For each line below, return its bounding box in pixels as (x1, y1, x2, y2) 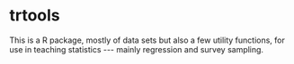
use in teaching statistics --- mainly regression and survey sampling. (9, 44, 263, 54)
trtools (9, 5, 60, 26)
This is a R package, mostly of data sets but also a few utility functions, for (9, 35, 286, 45)
